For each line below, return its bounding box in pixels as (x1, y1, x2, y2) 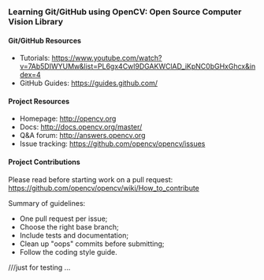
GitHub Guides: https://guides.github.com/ (19, 78, 158, 88)
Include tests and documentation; (19, 230, 128, 240)
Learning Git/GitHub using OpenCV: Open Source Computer (8, 6, 242, 17)
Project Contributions (8, 157, 80, 166)
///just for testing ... (8, 263, 71, 272)
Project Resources (8, 96, 70, 106)
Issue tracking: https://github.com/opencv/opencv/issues (19, 139, 206, 148)
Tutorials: (19, 54, 50, 63)
